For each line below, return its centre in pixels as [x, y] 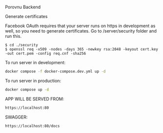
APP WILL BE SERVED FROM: [35, 99]
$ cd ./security [21, 45]
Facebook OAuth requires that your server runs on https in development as [80, 26]
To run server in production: [33, 81]
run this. [13, 36]
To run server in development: [35, 62]
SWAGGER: [16, 117]
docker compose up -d [27, 89]
